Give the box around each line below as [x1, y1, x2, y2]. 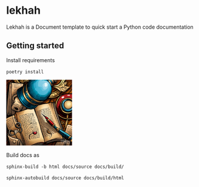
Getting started [6, 41, 65, 51]
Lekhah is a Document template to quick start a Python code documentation [6, 23, 194, 30]
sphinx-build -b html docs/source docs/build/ [6, 164, 124, 170]
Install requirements [6, 56, 55, 63]
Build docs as [6, 152, 40, 159]
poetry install [6, 69, 44, 75]
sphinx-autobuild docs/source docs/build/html [6, 175, 124, 181]
